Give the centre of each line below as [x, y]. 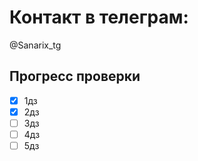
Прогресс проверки [75, 76]
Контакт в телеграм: [99, 17]
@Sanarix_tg [35, 45]
